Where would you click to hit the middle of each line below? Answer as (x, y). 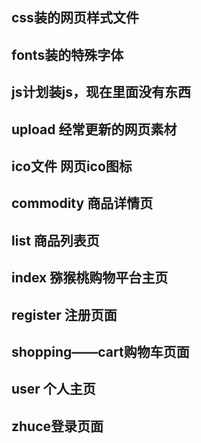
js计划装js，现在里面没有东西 (101, 92)
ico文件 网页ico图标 (72, 166)
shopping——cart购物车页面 (100, 351)
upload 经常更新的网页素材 (94, 129)
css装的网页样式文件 (75, 18)
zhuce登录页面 (57, 426)
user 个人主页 (53, 389)
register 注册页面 (64, 314)
